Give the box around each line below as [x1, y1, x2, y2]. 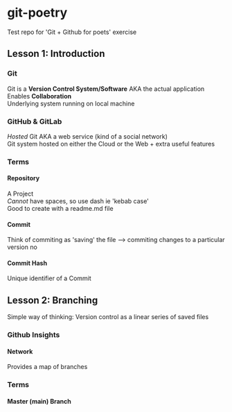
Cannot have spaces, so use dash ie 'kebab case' [7, 197, 149, 205]
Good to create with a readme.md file [7, 205, 114, 213]
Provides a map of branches [7, 363, 88, 371]
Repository [7, 174, 40, 182]
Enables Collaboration [7, 92, 71, 100]
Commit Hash [7, 259, 47, 267]
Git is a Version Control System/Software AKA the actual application [7, 85, 205, 93]
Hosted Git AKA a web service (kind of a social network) [7, 132, 168, 140]
